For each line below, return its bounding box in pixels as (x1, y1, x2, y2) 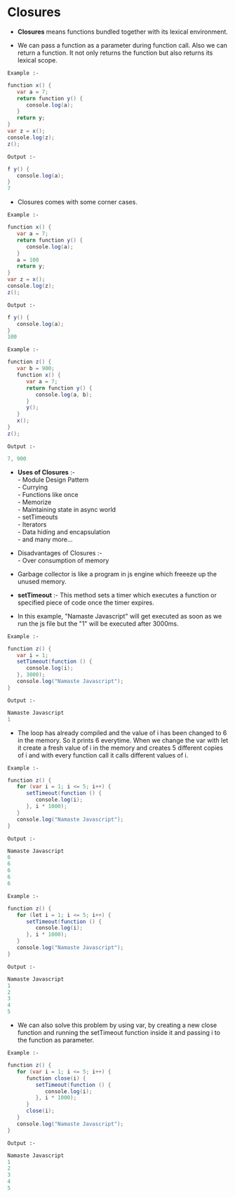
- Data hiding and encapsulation (17, 527, 111, 536)
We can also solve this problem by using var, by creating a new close (17, 1021, 217, 1029)
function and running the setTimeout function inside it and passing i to (17, 1029, 221, 1037)
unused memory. (17, 577, 67, 586)
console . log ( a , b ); (35, 391, 93, 398)
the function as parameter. (17, 1036, 95, 1045)
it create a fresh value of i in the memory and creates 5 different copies (17, 743, 223, 752)
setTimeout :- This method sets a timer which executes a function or (17, 590, 217, 599)
